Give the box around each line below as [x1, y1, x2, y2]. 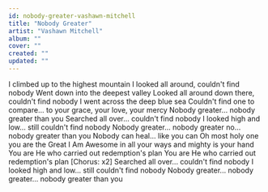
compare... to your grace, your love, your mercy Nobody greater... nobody [8, 105, 256, 114]
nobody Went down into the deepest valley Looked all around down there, [8, 87, 255, 97]
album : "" [8, 34, 42, 43]
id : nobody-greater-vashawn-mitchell [8, 11, 136, 20]
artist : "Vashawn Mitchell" [8, 27, 104, 35]
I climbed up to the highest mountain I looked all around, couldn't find [8, 79, 240, 89]
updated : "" [8, 58, 49, 66]
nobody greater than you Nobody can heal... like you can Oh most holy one [8, 130, 259, 140]
